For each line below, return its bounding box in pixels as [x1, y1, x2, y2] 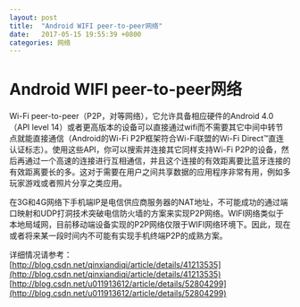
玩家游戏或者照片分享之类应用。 [9, 178, 127, 189]
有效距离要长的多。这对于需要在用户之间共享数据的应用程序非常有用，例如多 [9, 166, 291, 177]
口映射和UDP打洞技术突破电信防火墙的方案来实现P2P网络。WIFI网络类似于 [9, 208, 284, 219]
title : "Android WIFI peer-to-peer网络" [9, 21, 163, 30]
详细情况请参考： [9, 250, 72, 260]
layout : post [9, 13, 58, 22]
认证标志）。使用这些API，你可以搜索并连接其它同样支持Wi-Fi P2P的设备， [9, 144, 281, 155]
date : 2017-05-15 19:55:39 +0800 [9, 30, 142, 38]
